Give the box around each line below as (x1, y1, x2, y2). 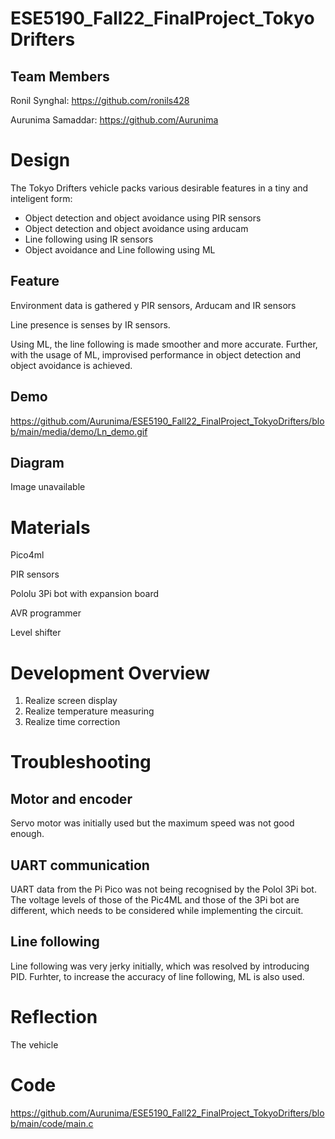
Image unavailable (10, 481, 86, 493)
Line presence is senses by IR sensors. (10, 318, 171, 331)
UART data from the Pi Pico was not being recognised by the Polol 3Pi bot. (10, 883, 317, 896)
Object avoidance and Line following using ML (24, 243, 216, 256)
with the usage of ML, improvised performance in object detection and (10, 348, 302, 361)
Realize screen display (24, 695, 118, 707)
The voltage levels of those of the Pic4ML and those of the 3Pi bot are (10, 894, 300, 906)
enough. (10, 828, 45, 840)
